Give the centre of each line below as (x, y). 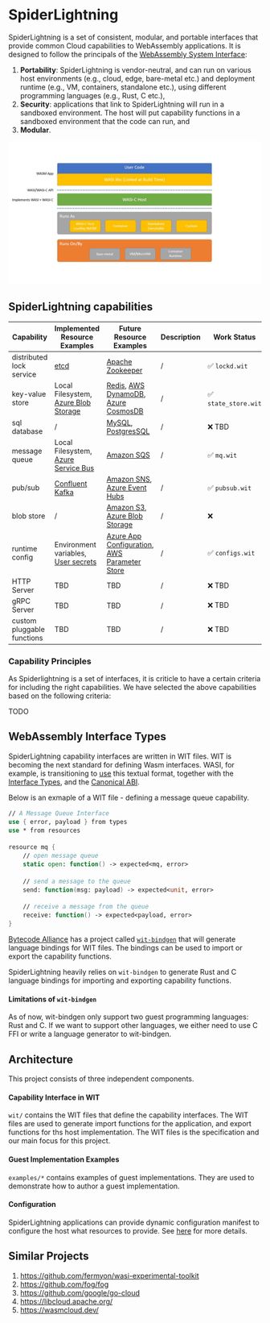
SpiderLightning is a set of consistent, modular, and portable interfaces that (133, 37)
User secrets (76, 561)
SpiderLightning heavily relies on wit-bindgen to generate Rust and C (123, 972)
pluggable (29, 630)
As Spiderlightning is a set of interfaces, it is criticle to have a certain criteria (135, 679)
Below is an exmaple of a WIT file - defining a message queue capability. (129, 797)
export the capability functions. (60, 956)
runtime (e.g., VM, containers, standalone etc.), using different (123, 87)
